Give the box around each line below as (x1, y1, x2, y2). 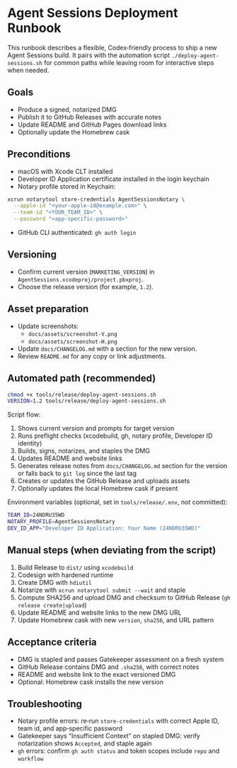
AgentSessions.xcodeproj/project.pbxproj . (17, 274, 144, 284)
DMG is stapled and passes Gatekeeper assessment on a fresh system (17, 655, 224, 663)
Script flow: (7, 410, 41, 419)
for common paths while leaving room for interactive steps (43, 58, 214, 66)
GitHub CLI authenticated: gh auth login (17, 228, 137, 237)
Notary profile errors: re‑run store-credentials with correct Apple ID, (17, 716, 219, 726)
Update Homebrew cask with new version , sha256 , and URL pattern (17, 615, 214, 624)
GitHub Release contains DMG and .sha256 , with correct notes (17, 663, 200, 671)
